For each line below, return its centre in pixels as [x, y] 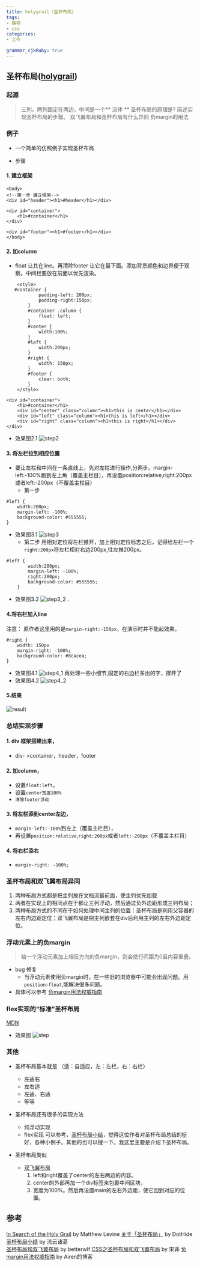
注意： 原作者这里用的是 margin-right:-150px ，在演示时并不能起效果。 [93, 628]
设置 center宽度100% [38, 793]
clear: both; [54, 379]
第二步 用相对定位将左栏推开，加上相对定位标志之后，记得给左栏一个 [109, 542]
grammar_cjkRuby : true [35, 51]
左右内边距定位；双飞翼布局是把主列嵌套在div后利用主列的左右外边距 [100, 918]
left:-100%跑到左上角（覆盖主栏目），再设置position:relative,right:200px [103, 475]
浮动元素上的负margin [38, 942]
